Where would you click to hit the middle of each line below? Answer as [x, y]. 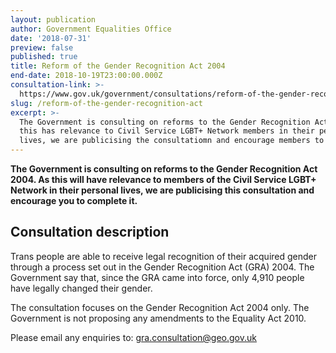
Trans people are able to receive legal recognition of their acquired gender [164, 256]
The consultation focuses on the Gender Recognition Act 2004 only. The [160, 307]
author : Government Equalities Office [91, 29]
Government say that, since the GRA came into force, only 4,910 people [157, 277]
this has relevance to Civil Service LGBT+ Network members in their [167, 131]
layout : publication [53, 19]
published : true [44, 57]
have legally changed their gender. [81, 288]
